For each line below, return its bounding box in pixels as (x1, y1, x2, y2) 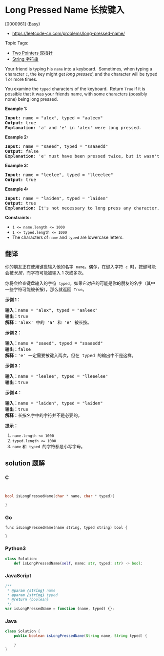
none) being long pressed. (5, 96, 58, 102)
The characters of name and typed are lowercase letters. (12, 234, 124, 240)
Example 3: (5, 162, 28, 168)
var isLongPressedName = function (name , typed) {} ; (5, 606, 115, 611)
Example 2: (5, 134, 28, 140)
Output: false (5, 148, 39, 154)
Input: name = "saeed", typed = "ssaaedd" (5, 143, 108, 149)
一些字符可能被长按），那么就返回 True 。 (5, 286, 87, 292)
